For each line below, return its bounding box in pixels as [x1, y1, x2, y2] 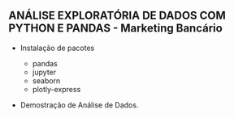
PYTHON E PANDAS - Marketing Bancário [8, 22, 223, 36]
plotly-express [32, 84, 81, 94]
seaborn [32, 75, 61, 86]
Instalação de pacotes [19, 43, 95, 53]
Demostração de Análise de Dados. [19, 99, 139, 110]
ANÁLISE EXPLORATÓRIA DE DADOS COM [8, 9, 226, 23]
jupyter [32, 67, 57, 77]
